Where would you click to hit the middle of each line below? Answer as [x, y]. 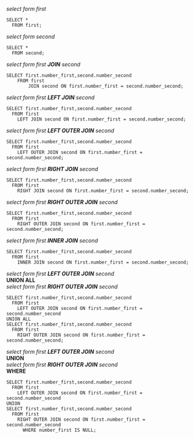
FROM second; [28, 53]
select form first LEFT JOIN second [50, 97]
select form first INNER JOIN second [52, 241]
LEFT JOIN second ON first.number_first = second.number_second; [102, 119]
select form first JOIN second [43, 64]
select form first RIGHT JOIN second [52, 169]
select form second [31, 37]
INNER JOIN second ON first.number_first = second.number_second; [103, 262]
